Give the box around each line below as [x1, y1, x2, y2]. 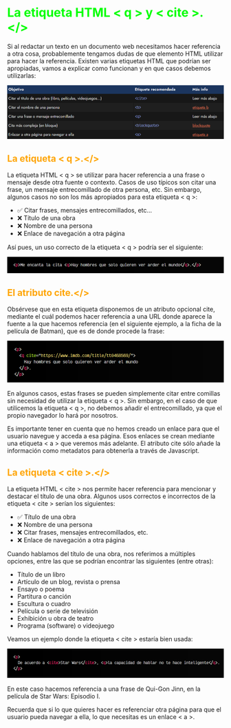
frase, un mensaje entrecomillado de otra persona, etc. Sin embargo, [7, 185, 202, 193]
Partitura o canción [16, 592, 71, 601]
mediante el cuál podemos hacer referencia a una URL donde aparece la [7, 312, 212, 321]
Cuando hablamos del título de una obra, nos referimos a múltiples [7, 550, 196, 558]
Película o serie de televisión [16, 607, 98, 615]
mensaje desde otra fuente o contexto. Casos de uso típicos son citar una [7, 178, 217, 186]
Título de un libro [16, 570, 65, 579]
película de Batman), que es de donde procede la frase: [7, 327, 165, 335]
